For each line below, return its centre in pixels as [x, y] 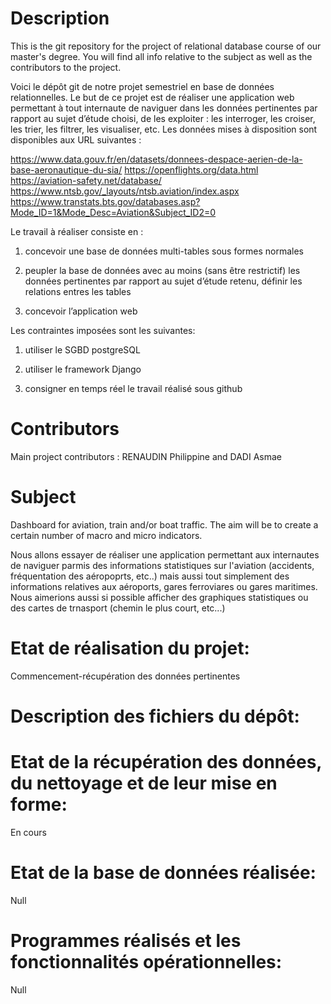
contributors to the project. [66, 67]
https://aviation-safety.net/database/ [86, 180]
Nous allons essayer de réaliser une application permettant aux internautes [165, 554]
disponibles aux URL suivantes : [76, 139]
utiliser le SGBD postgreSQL [82, 349]
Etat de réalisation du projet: [130, 648]
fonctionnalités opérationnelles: [146, 962]
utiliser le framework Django [83, 369]
